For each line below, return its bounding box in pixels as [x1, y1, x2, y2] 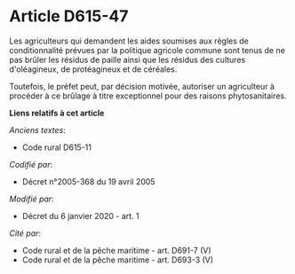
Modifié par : [9, 193, 55, 204]
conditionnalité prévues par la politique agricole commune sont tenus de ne [9, 44, 286, 55]
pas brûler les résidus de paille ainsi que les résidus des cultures [9, 54, 246, 65]
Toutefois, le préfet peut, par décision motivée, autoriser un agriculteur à [9, 81, 275, 91]
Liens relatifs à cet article [9, 107, 105, 118]
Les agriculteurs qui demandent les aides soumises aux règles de [9, 35, 249, 46]
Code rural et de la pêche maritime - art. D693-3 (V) [21, 254, 214, 265]
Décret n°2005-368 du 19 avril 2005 [21, 176, 155, 187]
